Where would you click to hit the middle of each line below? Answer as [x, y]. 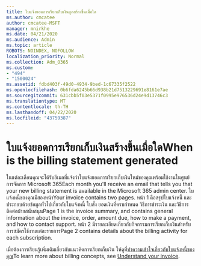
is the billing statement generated [92, 161]
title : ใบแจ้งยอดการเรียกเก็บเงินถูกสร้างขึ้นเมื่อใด [51, 12]
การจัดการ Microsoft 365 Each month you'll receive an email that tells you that [99, 184]
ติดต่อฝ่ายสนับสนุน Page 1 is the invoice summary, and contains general [90, 211]
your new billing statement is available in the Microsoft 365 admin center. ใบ [100, 191]
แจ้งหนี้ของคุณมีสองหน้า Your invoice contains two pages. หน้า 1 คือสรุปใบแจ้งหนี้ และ [99, 198]
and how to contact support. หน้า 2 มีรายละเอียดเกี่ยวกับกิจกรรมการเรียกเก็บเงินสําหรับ [99, 224]
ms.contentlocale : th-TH [37, 107]
